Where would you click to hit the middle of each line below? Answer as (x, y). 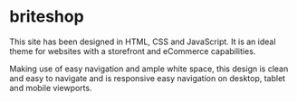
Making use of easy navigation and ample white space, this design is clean (149, 69)
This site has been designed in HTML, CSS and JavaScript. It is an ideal (143, 42)
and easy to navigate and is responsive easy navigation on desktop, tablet (148, 78)
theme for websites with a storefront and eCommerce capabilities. (133, 51)
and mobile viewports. (51, 88)
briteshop (47, 17)
